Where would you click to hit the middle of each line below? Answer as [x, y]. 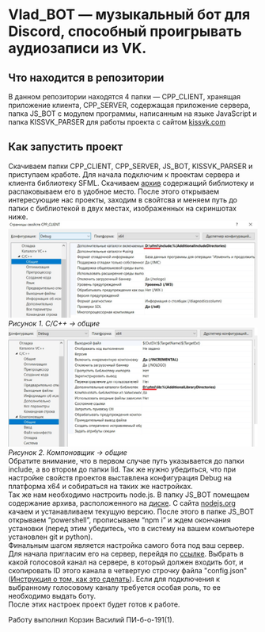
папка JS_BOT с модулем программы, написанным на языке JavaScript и [132, 114]
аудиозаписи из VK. [78, 48]
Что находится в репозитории [86, 77]
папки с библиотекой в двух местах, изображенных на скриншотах [123, 208]
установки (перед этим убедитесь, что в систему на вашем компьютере [131, 529]
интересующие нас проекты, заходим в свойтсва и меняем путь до [123, 199]
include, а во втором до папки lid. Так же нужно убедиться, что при [122, 469]
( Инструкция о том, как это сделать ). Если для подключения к [114, 579]
